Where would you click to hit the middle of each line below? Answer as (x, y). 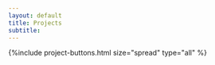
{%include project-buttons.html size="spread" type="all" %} (107, 53)
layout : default (35, 15)
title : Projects (35, 23)
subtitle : (25, 30)
